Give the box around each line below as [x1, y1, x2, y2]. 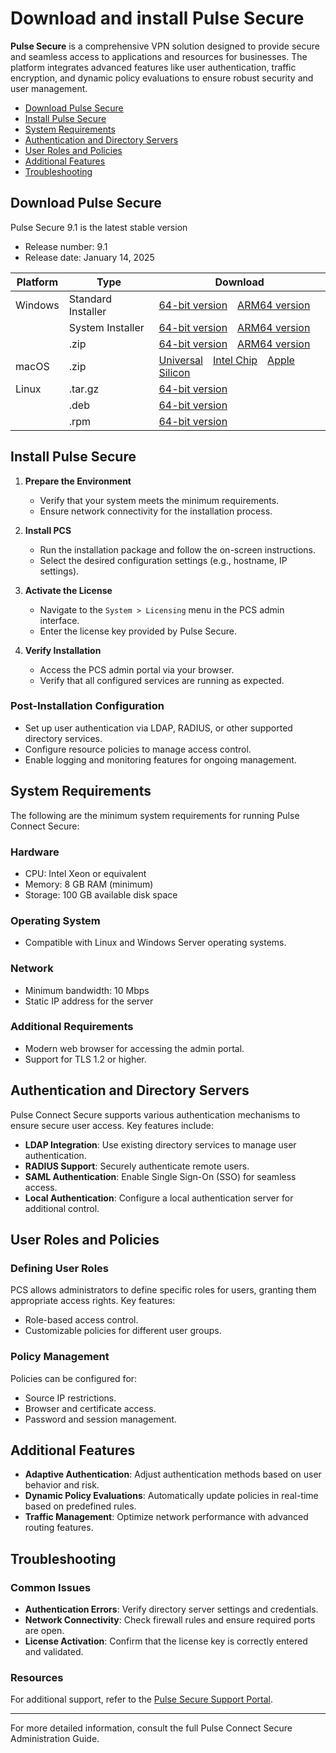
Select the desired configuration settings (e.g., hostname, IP [39, 554, 288, 566]
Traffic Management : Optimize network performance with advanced [24, 1511, 309, 1523]
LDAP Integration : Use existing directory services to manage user [24, 1138, 297, 1151]
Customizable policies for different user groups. [24, 1325, 222, 1337]
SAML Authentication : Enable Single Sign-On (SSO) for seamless [24, 1170, 297, 1182]
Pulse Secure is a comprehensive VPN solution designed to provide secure [10, 40, 320, 52]
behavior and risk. [24, 1479, 100, 1491]
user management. [10, 82, 88, 94]
